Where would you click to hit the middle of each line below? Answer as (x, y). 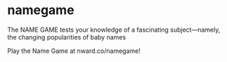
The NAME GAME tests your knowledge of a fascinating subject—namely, (114, 30)
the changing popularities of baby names (67, 37)
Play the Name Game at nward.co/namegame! (74, 51)
